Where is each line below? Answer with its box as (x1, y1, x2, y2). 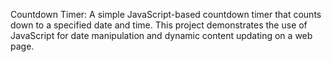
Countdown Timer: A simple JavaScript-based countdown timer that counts (10, 9, 322, 20)
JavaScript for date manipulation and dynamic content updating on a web (10, 30, 313, 41)
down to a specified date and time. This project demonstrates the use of (10, 19, 308, 31)
